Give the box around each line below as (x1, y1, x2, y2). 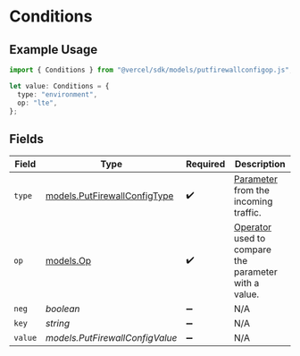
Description (235, 158, 286, 171)
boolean (45, 302, 80, 315)
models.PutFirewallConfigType (45, 190, 174, 202)
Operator (233, 221, 272, 233)
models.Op (45, 255, 92, 267)
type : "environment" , (17, 89, 98, 99)
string (45, 318, 70, 330)
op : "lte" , (17, 98, 58, 107)
